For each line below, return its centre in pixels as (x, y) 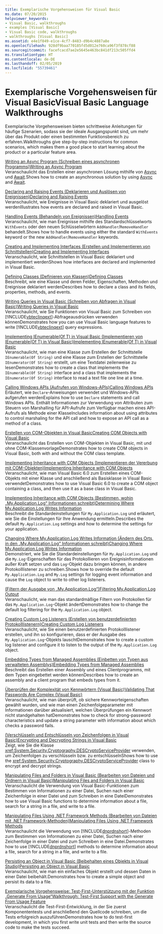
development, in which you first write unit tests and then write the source (78, 922)
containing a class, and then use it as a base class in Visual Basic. (71, 488)
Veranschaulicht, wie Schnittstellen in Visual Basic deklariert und (70, 257)
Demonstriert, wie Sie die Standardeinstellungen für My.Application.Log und (81, 553)
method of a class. (24, 423)
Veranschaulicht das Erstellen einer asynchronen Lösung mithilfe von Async (81, 172)
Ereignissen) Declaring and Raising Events (47, 197)
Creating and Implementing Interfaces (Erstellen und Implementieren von (78, 246)
